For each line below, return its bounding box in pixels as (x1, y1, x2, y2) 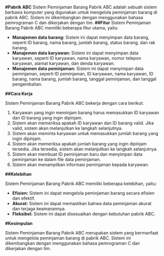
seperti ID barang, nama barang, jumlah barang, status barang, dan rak (12, 40, 156, 46)
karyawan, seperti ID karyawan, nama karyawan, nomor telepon (12, 55, 141, 61)
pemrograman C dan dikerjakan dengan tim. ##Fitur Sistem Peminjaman (5, 20, 151, 25)
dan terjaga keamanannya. (12, 206, 66, 211)
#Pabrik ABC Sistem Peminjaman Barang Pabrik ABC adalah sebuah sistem (5, 4, 158, 10)
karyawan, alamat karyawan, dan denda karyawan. (12, 61, 115, 66)
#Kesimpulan (5, 220, 33, 226)
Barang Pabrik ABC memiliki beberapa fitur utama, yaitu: (5, 25, 119, 31)
